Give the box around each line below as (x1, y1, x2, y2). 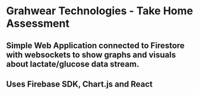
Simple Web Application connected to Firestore (6, 40, 185, 50)
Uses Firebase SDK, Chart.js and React (6, 79, 153, 89)
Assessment (6, 17, 70, 30)
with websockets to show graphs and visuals (6, 49, 176, 60)
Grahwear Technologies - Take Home (6, 4, 193, 18)
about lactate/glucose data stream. (6, 59, 140, 69)
